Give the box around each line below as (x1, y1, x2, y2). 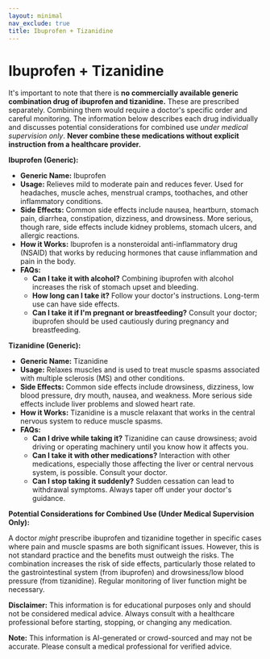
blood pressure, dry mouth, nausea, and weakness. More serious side (19, 390, 252, 400)
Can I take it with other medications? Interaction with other (31, 451, 231, 461)
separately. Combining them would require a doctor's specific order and (8, 106, 247, 115)
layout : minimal (8, 11, 63, 20)
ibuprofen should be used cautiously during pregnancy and (31, 316, 230, 327)
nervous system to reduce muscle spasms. (19, 416, 164, 426)
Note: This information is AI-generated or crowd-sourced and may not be (8, 633, 252, 643)
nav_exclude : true (8, 19, 70, 27)
